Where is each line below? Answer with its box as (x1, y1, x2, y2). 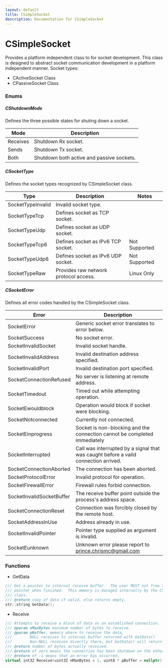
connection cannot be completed (75, 430, 153, 437)
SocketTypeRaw (7, 270, 46, 277)
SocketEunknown (7, 544, 49, 551)
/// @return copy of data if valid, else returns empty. (5, 597, 126, 602)
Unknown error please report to (75, 541, 150, 548)
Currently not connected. (75, 416, 134, 423)
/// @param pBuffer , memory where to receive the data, (5, 630, 124, 635)
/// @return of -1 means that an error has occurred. (5, 653, 120, 658)
